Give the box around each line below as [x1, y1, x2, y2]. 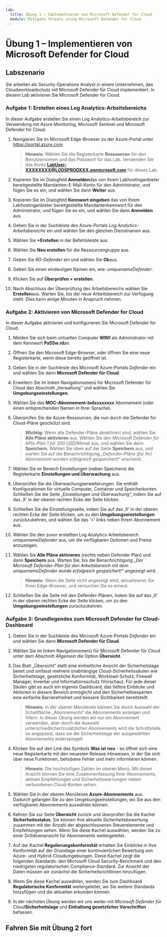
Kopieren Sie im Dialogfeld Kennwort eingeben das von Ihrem [12, 197, 140, 203]
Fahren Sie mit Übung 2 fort [5, 924, 92, 932]
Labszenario [5, 68, 45, 77]
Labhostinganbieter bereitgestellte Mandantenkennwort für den [12, 202, 143, 208]
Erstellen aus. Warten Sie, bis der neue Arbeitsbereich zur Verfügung [12, 291, 154, 297]
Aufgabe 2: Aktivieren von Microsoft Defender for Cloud [5, 308, 144, 315]
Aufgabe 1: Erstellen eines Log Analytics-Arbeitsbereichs [5, 105, 147, 112]
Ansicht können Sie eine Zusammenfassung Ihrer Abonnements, [25, 771, 157, 777]
